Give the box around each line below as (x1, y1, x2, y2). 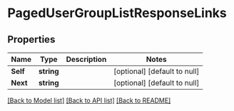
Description (66, 55, 107, 64)
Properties (7, 33, 56, 46)
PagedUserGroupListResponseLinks (7, 5, 227, 21)
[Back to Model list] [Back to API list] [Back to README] (7, 96, 171, 105)
